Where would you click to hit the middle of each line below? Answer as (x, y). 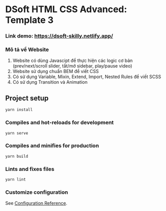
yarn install (19, 110)
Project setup (27, 98)
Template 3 (29, 20)
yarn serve (17, 133)
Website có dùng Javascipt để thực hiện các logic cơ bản (73, 61)
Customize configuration (37, 192)
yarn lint (16, 180)
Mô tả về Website (27, 50)
